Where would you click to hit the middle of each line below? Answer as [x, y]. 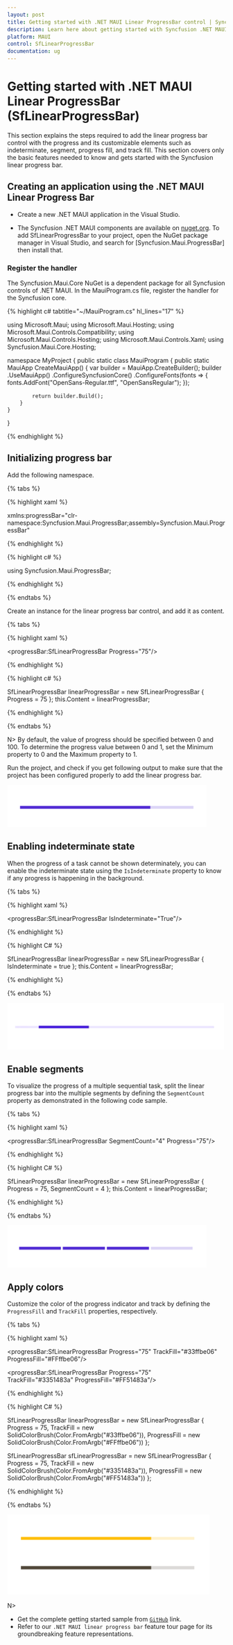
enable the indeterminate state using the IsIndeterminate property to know [114, 870]
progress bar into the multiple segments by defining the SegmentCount [106, 1093]
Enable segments [46, 1069]
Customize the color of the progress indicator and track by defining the [109, 1304]
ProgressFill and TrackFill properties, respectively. [83, 1311]
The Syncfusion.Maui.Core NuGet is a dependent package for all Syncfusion [116, 283]
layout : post [26, 15]
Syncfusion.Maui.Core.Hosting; [52, 347]
